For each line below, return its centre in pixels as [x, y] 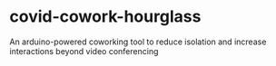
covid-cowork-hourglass [105, 17]
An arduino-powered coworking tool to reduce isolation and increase [138, 42]
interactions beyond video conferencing [84, 51]
